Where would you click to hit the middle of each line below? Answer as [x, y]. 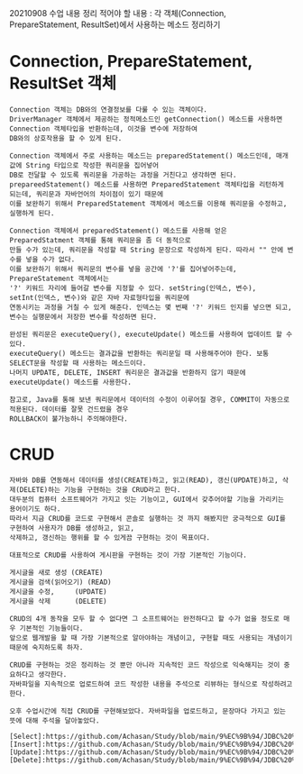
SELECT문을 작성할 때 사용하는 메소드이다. [78, 363]
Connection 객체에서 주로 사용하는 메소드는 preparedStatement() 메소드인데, [141, 156]
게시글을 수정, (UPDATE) [59, 592]
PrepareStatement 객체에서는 [60, 278]
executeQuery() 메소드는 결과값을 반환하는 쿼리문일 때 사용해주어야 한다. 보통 [139, 353]
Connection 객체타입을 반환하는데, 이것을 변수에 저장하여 [104, 129]
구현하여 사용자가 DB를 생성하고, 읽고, [72, 528]
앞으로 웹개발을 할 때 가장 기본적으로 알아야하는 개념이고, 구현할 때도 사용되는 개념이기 [151, 638]
